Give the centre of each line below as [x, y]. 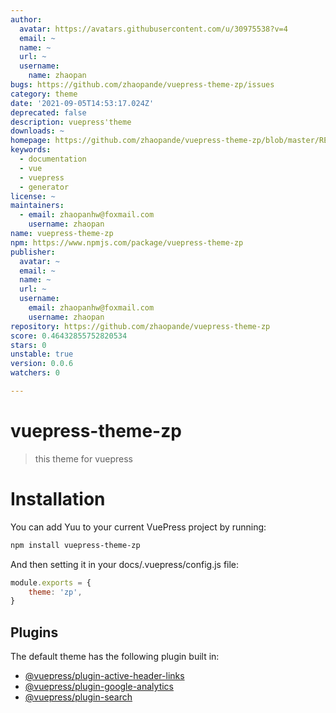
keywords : [31, 150]
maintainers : [37, 206]
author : [26, 19]
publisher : [33, 252]
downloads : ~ [37, 131]
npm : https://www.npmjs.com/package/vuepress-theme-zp [127, 242]
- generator [44, 187]
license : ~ [33, 196]
